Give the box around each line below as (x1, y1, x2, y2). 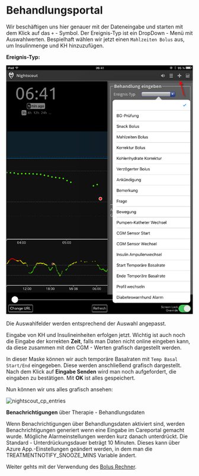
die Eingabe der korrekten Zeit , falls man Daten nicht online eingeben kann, (6, 337, 191, 345)
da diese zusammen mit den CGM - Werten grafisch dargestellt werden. (6, 344, 182, 351)
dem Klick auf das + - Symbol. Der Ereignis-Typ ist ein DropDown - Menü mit (6, 29, 193, 36)
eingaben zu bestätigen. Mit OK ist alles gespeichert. (6, 374, 136, 381)
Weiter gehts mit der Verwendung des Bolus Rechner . (6, 463, 137, 470)
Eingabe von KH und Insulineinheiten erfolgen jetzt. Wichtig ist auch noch (6, 331, 185, 338)
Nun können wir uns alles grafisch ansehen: (6, 385, 114, 393)
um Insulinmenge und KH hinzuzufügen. (6, 42, 104, 49)
